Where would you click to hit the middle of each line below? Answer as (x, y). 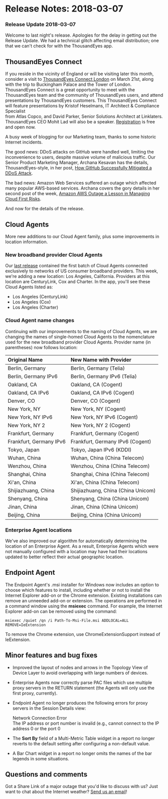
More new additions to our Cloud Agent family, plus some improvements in (82, 237)
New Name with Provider (101, 360)
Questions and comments (46, 775)
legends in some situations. (41, 758)
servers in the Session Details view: (49, 708)
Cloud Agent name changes (40, 321)
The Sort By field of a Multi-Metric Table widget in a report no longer (83, 738)
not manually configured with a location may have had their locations (76, 551)
